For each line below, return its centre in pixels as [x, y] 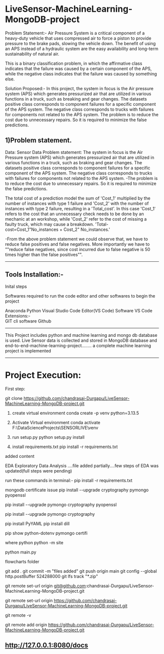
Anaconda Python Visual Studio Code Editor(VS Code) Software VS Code [79, 310]
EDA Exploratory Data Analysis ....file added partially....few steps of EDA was [82, 465]
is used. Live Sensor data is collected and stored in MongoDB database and [81, 340]
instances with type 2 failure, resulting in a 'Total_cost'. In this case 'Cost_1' [81, 208]
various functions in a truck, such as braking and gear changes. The [74, 162]
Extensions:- [18, 316]
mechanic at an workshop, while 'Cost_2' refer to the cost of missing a [76, 219]
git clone [14, 398]
